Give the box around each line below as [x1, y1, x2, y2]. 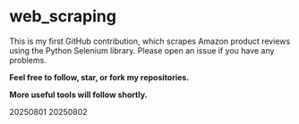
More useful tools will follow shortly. [9, 89, 148, 100]
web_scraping [9, 6, 116, 27]
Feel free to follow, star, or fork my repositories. [9, 71, 190, 82]
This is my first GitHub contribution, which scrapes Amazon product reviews [9, 36, 291, 46]
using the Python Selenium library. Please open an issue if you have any [9, 45, 275, 55]
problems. [9, 54, 47, 65]
